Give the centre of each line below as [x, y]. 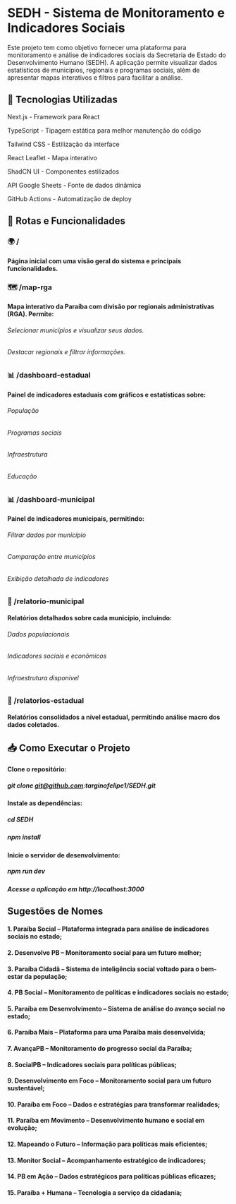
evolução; [22, 1128]
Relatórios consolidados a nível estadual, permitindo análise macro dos [114, 717]
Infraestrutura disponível [43, 678]
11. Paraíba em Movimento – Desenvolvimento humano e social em [106, 1121]
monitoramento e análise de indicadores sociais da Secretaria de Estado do [117, 55]
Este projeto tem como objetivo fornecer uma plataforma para [97, 47]
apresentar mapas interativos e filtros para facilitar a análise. [95, 77]
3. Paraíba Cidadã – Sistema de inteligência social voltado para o [103, 969]
